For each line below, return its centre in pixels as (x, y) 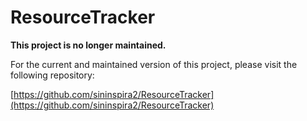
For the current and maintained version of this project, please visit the (154, 64)
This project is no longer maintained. (88, 45)
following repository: (52, 75)
